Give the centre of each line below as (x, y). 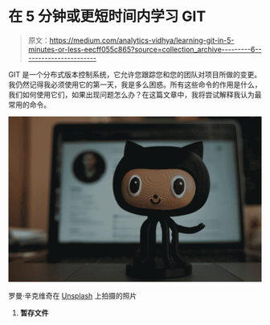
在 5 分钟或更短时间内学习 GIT (107, 16)
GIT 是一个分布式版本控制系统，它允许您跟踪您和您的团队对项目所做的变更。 (135, 74)
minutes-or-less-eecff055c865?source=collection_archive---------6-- (145, 49)
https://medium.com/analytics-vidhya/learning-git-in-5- (142, 40)
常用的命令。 (29, 105)
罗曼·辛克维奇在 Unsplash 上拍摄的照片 (73, 296)
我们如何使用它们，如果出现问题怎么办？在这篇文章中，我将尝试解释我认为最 (135, 94)
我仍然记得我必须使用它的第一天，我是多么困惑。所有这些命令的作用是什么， (135, 84)
